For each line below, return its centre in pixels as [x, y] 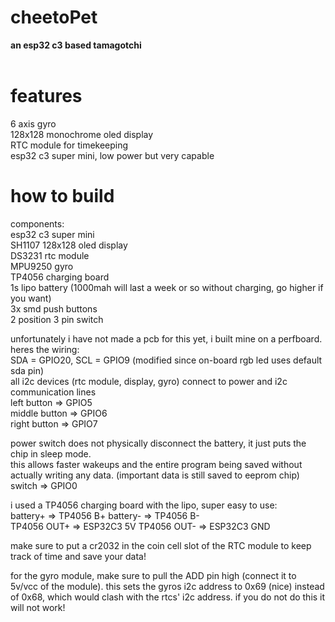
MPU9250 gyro [42, 266]
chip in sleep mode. [51, 453]
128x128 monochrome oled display [82, 134]
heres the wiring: [45, 349]
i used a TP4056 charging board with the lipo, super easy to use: [144, 505]
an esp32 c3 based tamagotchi [76, 45]
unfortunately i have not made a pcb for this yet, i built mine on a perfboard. [166, 338]
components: [37, 223]
